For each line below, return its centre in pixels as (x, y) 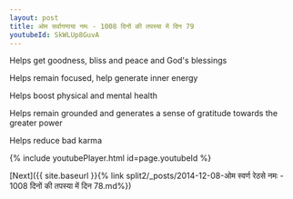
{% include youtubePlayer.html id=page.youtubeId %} (111, 158)
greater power (36, 123)
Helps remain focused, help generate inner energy (104, 78)
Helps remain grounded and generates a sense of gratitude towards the (144, 114)
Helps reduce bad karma (56, 141)
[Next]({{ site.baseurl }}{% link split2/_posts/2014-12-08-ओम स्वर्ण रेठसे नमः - (146, 176)
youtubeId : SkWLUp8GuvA (55, 35)
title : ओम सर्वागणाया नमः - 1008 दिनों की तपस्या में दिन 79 (102, 26)
